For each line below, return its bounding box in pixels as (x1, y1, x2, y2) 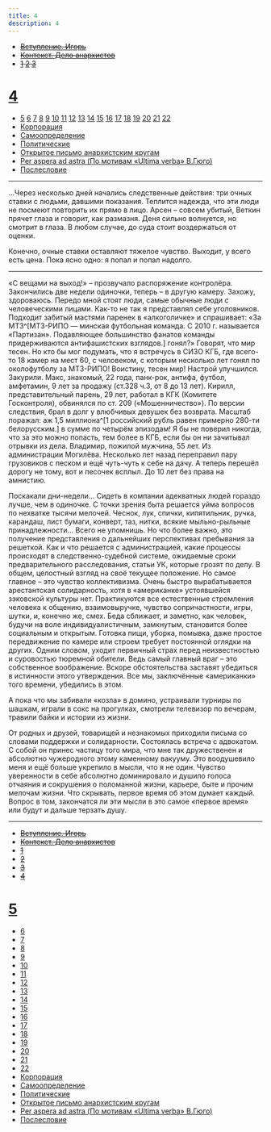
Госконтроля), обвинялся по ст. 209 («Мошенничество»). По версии (8, 399, 244, 408)
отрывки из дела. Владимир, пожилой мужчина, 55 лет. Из (8, 441, 211, 451)
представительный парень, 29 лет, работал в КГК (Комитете (8, 390, 218, 399)
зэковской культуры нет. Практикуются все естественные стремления (8, 594, 254, 604)
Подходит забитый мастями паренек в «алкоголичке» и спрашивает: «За (8, 312, 262, 323)
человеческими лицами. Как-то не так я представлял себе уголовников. (8, 304, 260, 314)
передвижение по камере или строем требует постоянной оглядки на (8, 637, 252, 646)
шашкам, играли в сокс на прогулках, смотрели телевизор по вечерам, (8, 704, 256, 714)
